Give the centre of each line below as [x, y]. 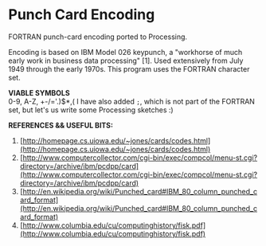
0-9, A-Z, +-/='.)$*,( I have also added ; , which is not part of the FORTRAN [131, 101]
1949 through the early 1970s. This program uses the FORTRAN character [129, 68]
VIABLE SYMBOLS [39, 92]
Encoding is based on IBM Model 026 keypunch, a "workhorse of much [125, 52]
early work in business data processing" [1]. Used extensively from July [126, 61]
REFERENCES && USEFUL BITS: [61, 125]
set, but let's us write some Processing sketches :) [91, 110]
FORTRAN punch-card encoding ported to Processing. [98, 37]
